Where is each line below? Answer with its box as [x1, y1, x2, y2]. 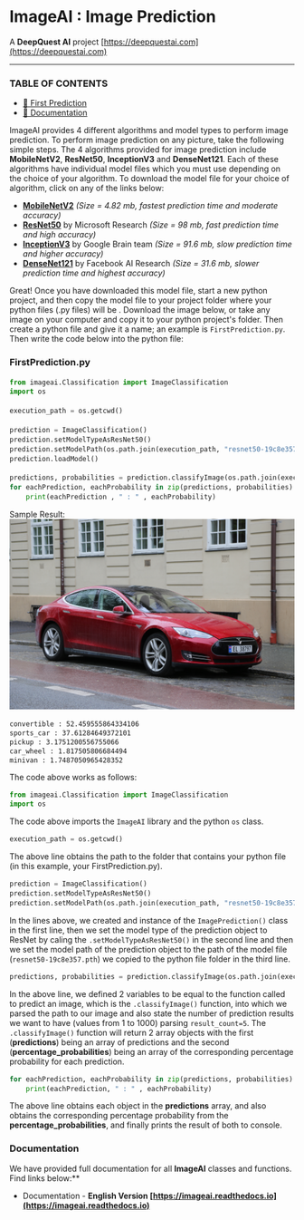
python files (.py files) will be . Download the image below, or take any [9, 305, 271, 315]
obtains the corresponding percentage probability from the [9, 1110, 229, 1121]
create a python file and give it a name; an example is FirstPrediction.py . [9, 324, 286, 334]
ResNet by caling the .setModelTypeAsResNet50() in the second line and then [9, 934, 294, 944]
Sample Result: [9, 508, 66, 519]
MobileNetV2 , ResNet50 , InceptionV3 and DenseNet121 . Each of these [9, 154, 279, 165]
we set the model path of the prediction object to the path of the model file [9, 944, 288, 954]
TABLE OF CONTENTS [9, 77, 109, 90]
